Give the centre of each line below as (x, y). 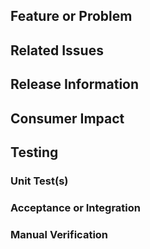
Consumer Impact (67, 118)
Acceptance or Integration (75, 207)
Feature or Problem (71, 16)
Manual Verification (59, 234)
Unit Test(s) (39, 181)
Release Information (75, 84)
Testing (34, 152)
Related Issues (57, 50)
